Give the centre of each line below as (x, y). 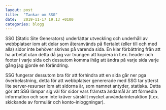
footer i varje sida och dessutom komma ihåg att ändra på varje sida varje (82, 60)
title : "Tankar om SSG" (31, 15)
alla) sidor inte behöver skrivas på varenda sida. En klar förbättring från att (83, 49)
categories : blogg (25, 24)
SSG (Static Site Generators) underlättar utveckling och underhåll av (77, 39)
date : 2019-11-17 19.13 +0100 (39, 19)
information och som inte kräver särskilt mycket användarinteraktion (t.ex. (82, 97)
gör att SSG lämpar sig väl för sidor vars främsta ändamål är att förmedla (81, 91)
